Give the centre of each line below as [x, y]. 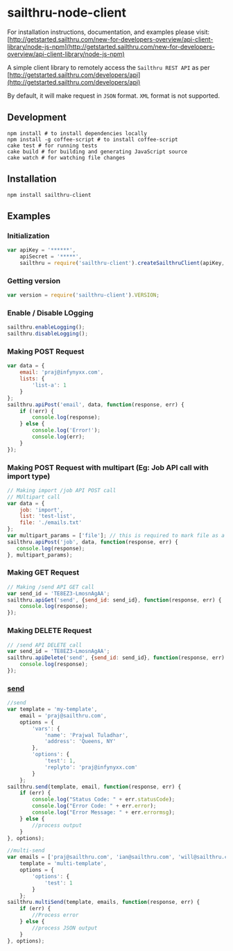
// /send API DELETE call [44, 645]
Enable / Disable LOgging [50, 313]
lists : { [32, 379]
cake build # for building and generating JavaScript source [97, 151]
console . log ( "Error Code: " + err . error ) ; [94, 806]
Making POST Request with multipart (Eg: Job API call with [108, 467]
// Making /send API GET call [51, 587]
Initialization [28, 236]
